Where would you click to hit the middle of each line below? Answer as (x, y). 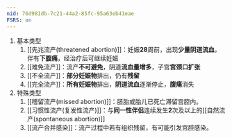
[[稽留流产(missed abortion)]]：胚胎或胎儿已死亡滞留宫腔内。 (115, 101)
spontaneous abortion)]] (70, 119)
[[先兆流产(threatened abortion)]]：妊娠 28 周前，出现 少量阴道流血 (121, 49)
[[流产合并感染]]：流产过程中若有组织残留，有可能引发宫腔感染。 (120, 127)
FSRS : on (19, 20)
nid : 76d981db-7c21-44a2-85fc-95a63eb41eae (71, 14)
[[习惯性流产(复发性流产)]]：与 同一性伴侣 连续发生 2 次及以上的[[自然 (123, 110)
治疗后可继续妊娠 (94, 58)
